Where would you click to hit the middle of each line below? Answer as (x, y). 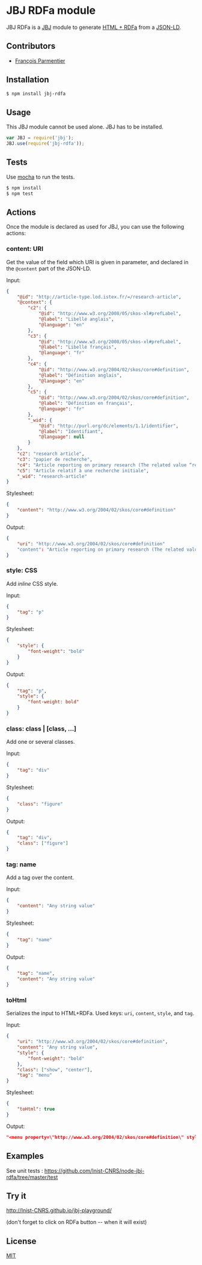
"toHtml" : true (36, 1109)
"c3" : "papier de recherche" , (55, 459)
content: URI (25, 249)
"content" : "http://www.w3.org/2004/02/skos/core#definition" (96, 510)
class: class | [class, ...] (41, 729)
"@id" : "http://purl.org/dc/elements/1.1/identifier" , (109, 426)
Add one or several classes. (41, 742)
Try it (16, 1196)
